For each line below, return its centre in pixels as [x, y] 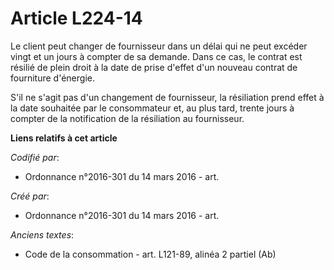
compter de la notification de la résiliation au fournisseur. [127, 118]
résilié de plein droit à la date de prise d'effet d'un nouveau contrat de [154, 67]
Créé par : [30, 196]
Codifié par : [35, 157]
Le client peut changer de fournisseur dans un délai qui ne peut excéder [159, 46]
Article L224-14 [76, 18]
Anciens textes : [42, 234]
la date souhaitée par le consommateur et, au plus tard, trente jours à [152, 108]
